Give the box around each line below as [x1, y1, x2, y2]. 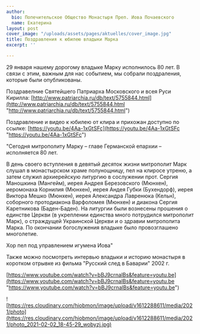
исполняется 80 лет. [6, 149, 58, 156]
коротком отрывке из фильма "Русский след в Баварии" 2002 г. [6, 259, 170, 267]
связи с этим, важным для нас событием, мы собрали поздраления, [6, 70, 182, 77]
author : [6, 8, 26, 15]
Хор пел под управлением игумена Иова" [6, 242, 113, 249]
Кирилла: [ [6, 94, 33, 101]
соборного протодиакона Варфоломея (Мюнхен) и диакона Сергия [6, 198, 178, 206]
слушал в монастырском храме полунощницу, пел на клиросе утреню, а [6, 166, 192, 174]
